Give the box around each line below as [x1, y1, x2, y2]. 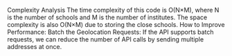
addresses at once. [7, 43, 62, 50]
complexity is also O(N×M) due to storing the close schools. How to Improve [7, 21, 225, 28]
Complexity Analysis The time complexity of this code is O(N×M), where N [7, 6, 220, 14]
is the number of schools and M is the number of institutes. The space [7, 13, 208, 21]
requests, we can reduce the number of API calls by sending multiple [7, 35, 204, 44]
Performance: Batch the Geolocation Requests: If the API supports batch [7, 28, 214, 36]
